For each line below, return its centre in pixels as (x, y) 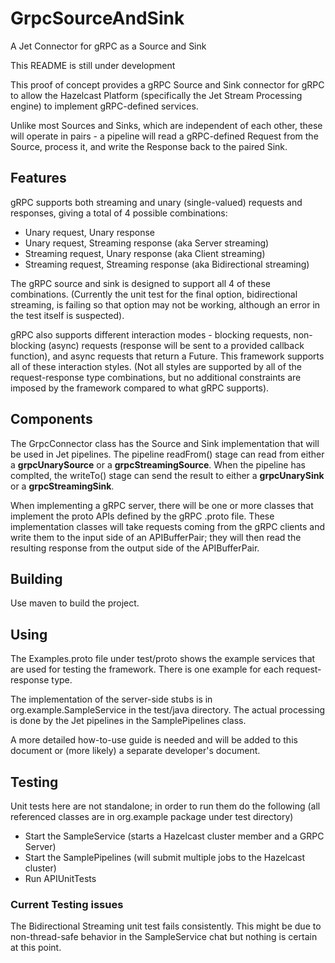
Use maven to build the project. (75, 603)
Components (51, 419)
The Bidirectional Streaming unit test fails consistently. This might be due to (166, 926)
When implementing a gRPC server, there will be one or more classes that (162, 505)
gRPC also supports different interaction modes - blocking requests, (151, 334)
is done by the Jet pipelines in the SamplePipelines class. (128, 721)
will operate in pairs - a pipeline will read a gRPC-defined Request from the (164, 136)
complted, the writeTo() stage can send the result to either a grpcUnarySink (167, 475)
